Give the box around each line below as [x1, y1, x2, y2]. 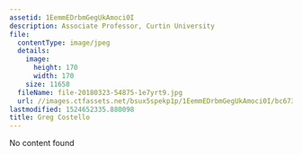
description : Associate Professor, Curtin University [9, 22, 216, 30]
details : [17, 47, 50, 56]
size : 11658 [25, 80, 70, 89]
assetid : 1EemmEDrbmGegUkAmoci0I [9, 13, 135, 22]
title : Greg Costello [9, 113, 91, 122]
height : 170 [32, 64, 78, 73]
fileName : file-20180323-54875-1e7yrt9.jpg [17, 88, 182, 97]
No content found [9, 138, 75, 149]
